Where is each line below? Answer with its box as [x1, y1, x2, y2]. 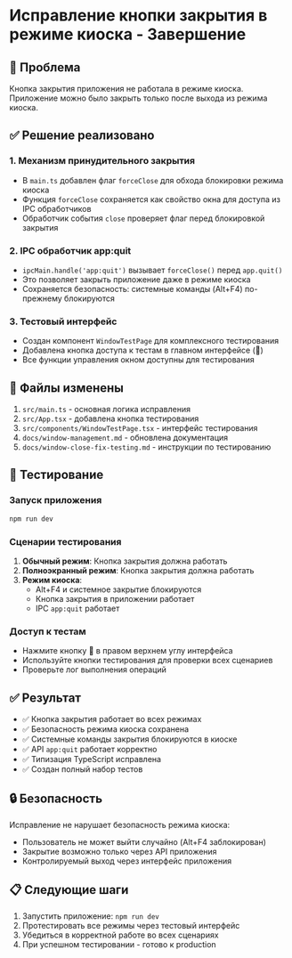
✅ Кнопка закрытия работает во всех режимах [21, 714, 202, 725]
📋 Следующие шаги [9, 882, 129, 897]
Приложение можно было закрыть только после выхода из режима [9, 93, 268, 103]
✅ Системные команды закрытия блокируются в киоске [21, 734, 238, 744]
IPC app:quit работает [35, 603, 120, 613]
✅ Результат [9, 690, 82, 705]
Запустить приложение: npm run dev [21, 910, 160, 921]
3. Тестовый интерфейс [9, 315, 118, 328]
